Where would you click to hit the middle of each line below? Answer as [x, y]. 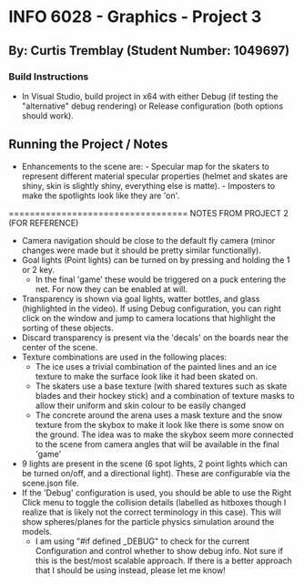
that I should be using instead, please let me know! [131, 570]
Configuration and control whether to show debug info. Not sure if [159, 550]
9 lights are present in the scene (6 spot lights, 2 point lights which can [155, 464]
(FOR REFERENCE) [44, 223]
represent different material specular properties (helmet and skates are [155, 176]
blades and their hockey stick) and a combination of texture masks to [165, 395]
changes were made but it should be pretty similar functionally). [141, 250]
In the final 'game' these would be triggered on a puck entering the [161, 279]
